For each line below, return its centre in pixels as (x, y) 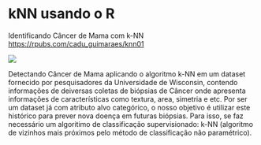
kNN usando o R (62, 14)
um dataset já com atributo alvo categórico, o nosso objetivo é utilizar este (129, 107)
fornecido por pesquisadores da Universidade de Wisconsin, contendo (123, 82)
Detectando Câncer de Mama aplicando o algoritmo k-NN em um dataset (127, 74)
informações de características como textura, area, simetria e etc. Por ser (128, 99)
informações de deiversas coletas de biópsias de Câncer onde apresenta (127, 91)
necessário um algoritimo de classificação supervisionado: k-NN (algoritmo (131, 124)
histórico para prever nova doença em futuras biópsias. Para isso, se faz (126, 116)
